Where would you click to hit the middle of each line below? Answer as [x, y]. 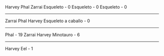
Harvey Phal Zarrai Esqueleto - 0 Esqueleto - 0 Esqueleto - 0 [66, 7]
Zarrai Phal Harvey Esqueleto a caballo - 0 [48, 21]
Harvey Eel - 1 [19, 49]
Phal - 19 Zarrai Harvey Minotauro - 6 [42, 35]
